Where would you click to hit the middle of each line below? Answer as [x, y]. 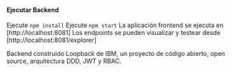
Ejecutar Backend [33, 10]
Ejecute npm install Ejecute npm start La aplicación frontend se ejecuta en [115, 25]
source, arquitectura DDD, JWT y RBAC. [64, 61]
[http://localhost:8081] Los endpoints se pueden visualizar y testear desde [114, 33]
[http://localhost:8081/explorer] [52, 40]
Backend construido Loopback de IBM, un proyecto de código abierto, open [116, 54]
